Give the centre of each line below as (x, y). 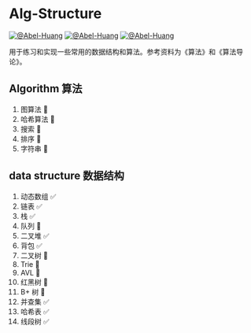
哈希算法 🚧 (37, 119)
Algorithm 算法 (46, 89)
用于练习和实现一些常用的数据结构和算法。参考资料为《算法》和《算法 (123, 51)
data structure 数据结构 (67, 176)
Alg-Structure (55, 14)
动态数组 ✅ (38, 196)
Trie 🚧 (30, 264)
